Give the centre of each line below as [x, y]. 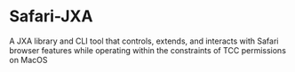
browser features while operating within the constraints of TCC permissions [148, 50]
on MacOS [28, 60]
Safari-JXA [51, 16]
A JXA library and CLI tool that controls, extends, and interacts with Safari [144, 41]
